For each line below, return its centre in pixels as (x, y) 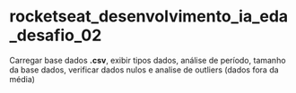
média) (22, 79)
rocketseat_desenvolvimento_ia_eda (149, 17)
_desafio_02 (56, 35)
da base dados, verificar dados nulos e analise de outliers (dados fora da (144, 70)
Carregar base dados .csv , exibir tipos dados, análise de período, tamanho (148, 60)
